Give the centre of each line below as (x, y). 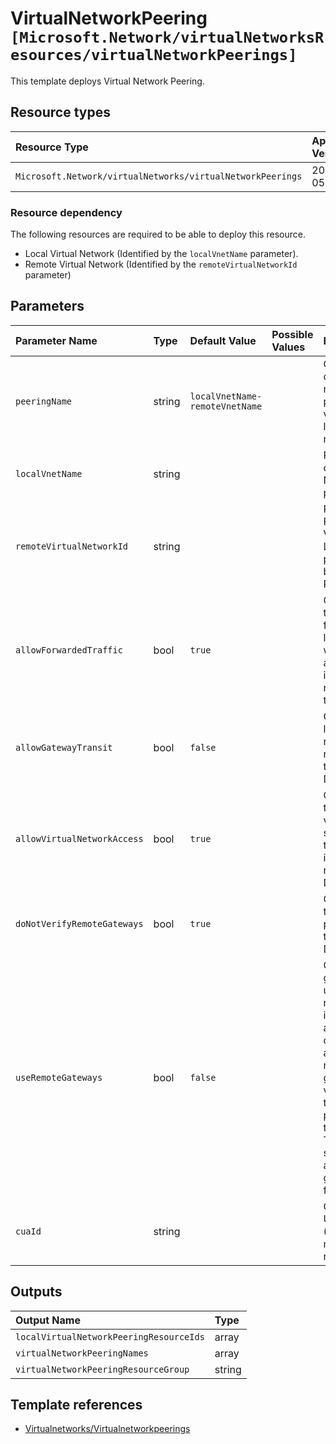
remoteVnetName (226, 406)
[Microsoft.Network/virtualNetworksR (167, 37)
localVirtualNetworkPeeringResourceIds (110, 1336)
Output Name (48, 1320)
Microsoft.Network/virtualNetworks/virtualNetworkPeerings (159, 176)
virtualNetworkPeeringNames (82, 1353)
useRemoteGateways (59, 1077)
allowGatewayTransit (64, 747)
